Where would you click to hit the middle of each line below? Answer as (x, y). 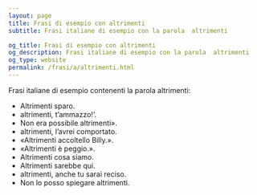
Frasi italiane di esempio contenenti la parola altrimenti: (100, 90)
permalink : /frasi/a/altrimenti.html (71, 68)
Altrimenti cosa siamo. (57, 156)
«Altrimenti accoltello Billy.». (67, 140)
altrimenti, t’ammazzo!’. (58, 114)
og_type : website (37, 60)
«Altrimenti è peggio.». (57, 148)
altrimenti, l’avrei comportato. (69, 131)
